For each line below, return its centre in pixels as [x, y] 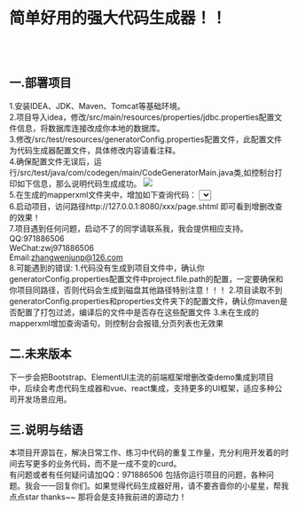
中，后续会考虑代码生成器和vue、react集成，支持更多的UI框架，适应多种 [142, 388]
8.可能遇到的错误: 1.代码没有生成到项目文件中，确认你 [107, 268]
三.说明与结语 [47, 430]
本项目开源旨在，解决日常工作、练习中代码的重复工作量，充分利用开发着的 [145, 452]
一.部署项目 [41, 83]
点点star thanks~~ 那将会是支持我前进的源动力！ [98, 497]
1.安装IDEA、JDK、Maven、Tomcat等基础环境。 [97, 106]
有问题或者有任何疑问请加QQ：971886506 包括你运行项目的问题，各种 [138, 475]
